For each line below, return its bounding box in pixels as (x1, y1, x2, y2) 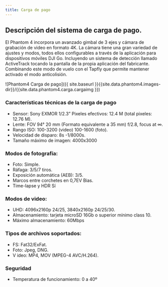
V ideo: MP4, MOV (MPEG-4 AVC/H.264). (12, 252, 99, 258)
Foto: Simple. (12, 162, 40, 168)
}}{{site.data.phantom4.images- (95, 81, 161, 87)
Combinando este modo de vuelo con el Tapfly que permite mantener (5, 66, 149, 72)
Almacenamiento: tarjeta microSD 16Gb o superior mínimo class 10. (12, 212, 152, 218)
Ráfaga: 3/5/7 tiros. (12, 167, 53, 173)
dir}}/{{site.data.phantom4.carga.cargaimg (5, 87, 94, 93)
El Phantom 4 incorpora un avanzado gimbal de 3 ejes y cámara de (5, 39, 144, 45)
